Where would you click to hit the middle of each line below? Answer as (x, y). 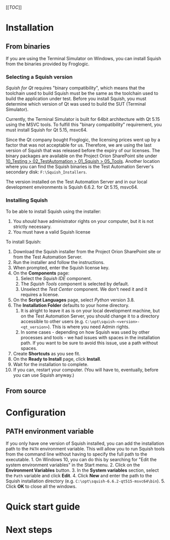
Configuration (36, 413)
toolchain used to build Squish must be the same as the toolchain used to (82, 94)
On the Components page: (41, 273)
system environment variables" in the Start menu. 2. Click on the (73, 465)
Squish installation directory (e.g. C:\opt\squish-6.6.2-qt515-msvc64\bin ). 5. (86, 481)
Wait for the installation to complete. (51, 364)
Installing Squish (27, 200)
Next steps (29, 530)
